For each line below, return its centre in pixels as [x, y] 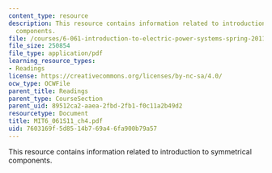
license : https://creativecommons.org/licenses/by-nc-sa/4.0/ [115, 76]
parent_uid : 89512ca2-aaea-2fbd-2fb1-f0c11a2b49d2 [96, 106]
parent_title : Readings [49, 91]
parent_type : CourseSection [56, 99]
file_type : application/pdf [56, 53]
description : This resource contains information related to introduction [137, 23]
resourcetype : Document [49, 114]
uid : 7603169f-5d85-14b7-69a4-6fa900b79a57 [83, 129]
